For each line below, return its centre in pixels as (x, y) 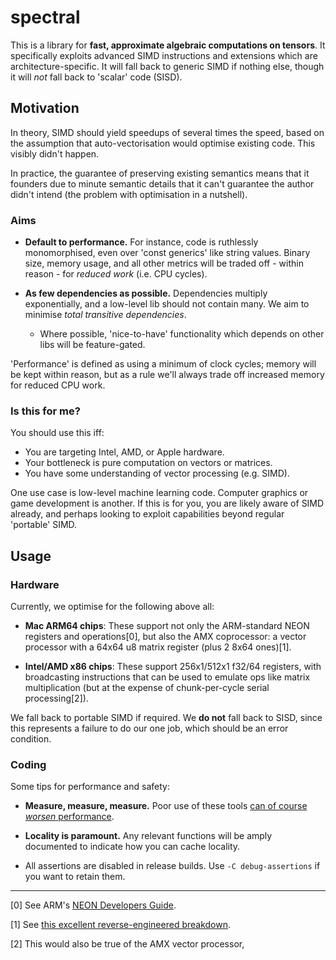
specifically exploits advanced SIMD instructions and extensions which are (164, 55)
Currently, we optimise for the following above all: (112, 607)
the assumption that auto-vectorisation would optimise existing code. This (163, 143)
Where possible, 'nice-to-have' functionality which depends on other (182, 334)
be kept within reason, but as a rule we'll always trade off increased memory (167, 375)
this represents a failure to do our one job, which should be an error (149, 728)
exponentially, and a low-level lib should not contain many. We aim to (167, 304)
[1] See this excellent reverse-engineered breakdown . (121, 925)
